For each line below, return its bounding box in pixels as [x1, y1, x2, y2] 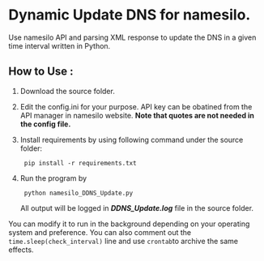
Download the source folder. [19, 86, 115, 96]
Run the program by [19, 173, 87, 183]
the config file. [19, 119, 71, 129]
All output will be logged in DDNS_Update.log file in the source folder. [19, 203, 253, 212]
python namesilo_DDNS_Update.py [23, 189, 134, 197]
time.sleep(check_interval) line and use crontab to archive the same [8, 236, 239, 246]
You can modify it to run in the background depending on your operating [8, 219, 250, 229]
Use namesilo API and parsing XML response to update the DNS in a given [8, 32, 257, 42]
